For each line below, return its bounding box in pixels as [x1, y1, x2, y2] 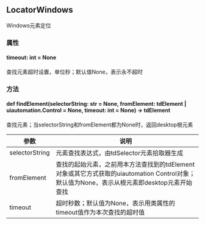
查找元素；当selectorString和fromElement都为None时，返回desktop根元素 [6, 121, 193, 128]
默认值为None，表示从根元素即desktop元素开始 [56, 179, 192, 187]
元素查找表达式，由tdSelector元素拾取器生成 [56, 149, 184, 157]
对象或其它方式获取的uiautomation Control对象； [56, 170, 195, 178]
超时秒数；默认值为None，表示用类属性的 [56, 199, 176, 207]
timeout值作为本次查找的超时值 [56, 208, 145, 216]
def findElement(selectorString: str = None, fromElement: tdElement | [6, 100, 187, 108]
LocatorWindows [6, 5, 73, 15]
